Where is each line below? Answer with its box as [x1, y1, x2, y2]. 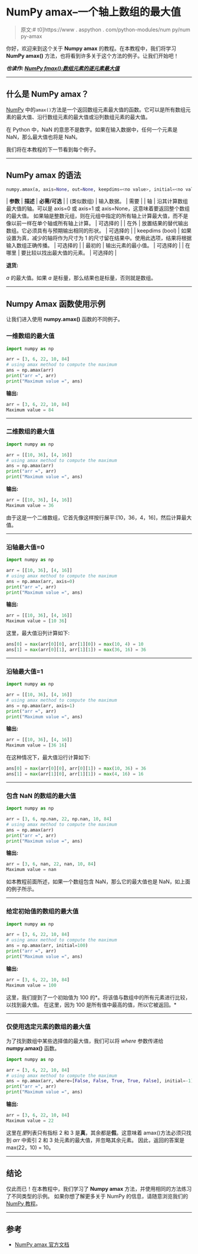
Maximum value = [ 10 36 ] [6, 618, 67, 624]
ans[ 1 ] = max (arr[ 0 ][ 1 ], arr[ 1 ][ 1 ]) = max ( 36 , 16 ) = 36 [6, 647, 146, 653]
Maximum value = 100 [6, 982, 57, 988]
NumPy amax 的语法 [6, 171, 81, 181]
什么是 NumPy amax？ [6, 89, 90, 99]
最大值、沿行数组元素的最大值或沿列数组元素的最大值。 [16, 113, 151, 120]
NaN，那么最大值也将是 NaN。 [6, 133, 81, 140]
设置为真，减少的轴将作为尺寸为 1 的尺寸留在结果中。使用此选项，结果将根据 [6, 234, 192, 242]
